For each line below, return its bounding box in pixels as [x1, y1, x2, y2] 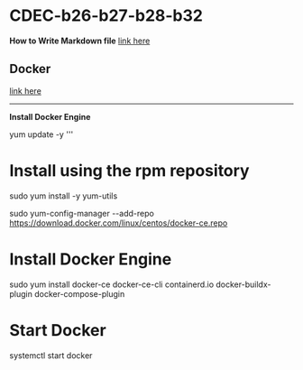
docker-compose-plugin [34, 288, 125, 299]
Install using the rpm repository [9, 160, 250, 180]
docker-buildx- [216, 279, 271, 290]
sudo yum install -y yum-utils [9, 190, 118, 201]
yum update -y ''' [9, 128, 74, 140]
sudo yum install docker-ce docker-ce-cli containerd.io [9, 279, 215, 290]
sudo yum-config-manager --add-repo [9, 208, 155, 218]
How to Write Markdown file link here [9, 35, 151, 46]
